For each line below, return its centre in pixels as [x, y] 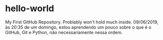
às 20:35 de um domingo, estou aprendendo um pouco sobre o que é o [78, 27]
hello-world [30, 9]
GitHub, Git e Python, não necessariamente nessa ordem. [64, 32]
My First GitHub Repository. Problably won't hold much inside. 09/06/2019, [82, 22]
